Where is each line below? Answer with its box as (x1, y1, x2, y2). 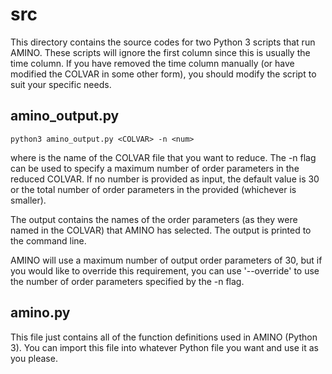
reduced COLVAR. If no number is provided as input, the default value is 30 (10, 173, 320, 185)
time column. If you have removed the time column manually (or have (10, 57, 295, 69)
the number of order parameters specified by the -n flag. (10, 275, 245, 287)
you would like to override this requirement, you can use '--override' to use (10, 264, 320, 277)
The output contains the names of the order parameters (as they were (10, 213, 298, 225)
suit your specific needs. (10, 78, 112, 90)
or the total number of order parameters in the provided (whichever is (10, 183, 297, 195)
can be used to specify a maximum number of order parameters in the (10, 162, 300, 174)
